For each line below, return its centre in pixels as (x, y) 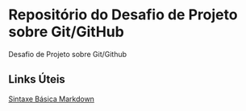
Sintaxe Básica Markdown (52, 99)
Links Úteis (37, 79)
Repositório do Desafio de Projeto (123, 15)
